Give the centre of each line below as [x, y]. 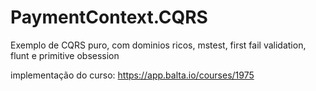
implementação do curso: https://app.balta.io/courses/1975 [132, 75]
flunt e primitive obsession [65, 55]
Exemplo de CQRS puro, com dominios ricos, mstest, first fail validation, [158, 45]
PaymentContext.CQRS [109, 17]
